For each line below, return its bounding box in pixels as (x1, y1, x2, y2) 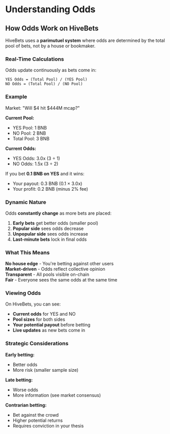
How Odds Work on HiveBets (5, 24, 99, 33)
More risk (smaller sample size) (12, 367, 79, 373)
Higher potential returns (12, 417, 63, 423)
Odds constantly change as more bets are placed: (5, 210, 112, 216)
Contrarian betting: (5, 402, 47, 408)
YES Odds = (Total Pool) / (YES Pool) (5, 77, 88, 82)
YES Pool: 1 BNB (12, 124, 47, 131)
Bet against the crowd (12, 412, 59, 418)
